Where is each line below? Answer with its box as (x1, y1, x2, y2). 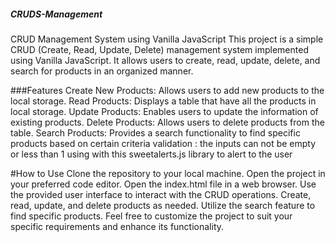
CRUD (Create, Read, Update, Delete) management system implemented (10, 43, 309, 55)
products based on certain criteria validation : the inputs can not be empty (10, 137, 317, 149)
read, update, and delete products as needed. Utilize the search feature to (10, 199, 316, 211)
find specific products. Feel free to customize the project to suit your (10, 210, 293, 222)
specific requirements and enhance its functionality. (10, 220, 225, 232)
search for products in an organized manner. (10, 65, 194, 77)
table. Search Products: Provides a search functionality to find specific (10, 126, 301, 139)
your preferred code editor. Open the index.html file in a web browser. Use (10, 178, 317, 190)
